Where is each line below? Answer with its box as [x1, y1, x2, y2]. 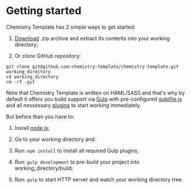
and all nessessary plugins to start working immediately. [6, 101, 141, 109]
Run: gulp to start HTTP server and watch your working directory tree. [14, 176, 183, 183]
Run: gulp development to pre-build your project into [14, 158, 140, 165]
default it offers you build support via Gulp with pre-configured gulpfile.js [6, 95, 182, 102]
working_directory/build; [14, 164, 74, 171]
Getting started [6, 4, 82, 18]
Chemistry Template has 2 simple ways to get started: [6, 23, 136, 30]
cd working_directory [6, 74, 59, 80]
